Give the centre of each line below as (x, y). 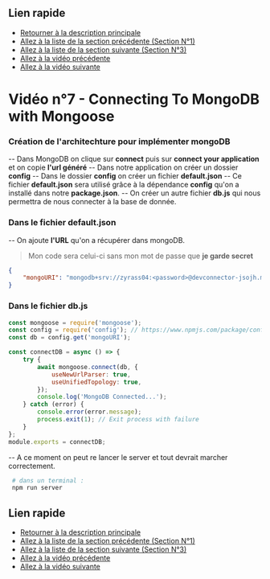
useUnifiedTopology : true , (96, 382)
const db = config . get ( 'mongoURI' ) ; (70, 338)
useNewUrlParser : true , (91, 374)
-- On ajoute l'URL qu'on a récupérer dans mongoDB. (97, 240)
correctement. (32, 466)
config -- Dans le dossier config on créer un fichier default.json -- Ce (125, 176)
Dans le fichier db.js (48, 306)
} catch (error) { (53, 404)
